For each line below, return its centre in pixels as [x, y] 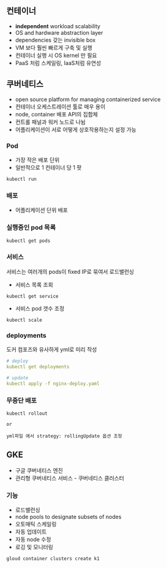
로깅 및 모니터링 [34, 547]
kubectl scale [24, 320]
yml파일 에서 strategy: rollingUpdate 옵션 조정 [64, 436]
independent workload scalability [58, 26]
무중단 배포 [22, 400]
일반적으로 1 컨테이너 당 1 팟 [48, 167]
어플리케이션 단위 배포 [42, 210]
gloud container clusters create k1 [53, 559]
